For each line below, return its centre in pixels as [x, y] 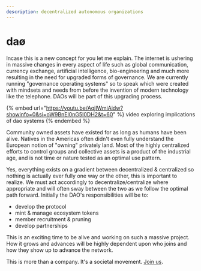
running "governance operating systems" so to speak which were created [97, 83]
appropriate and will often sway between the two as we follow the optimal [97, 188]
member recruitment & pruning [53, 219]
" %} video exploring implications [154, 114]
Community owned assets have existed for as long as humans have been [97, 132]
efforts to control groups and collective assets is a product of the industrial [98, 151]
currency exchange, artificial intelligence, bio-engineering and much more [98, 71]
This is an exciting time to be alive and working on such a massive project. [98, 237]
